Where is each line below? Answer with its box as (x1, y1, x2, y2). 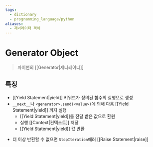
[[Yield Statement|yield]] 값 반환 (19, 126, 85, 132)
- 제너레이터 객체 (9, 26, 41, 31)
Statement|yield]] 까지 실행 (12, 107, 67, 113)
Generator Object (5, 47, 79, 59)
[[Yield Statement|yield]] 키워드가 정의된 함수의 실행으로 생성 (12, 94, 134, 100)
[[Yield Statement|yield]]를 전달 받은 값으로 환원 (19, 113, 116, 119)
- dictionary (9, 12, 37, 17)
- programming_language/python (9, 16, 75, 21)
